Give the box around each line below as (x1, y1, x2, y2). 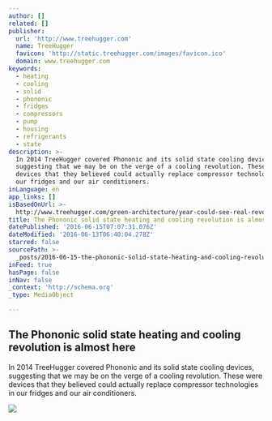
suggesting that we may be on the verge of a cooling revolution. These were (8, 371, 263, 380)
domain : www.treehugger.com (15, 58, 111, 66)
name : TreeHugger (15, 42, 74, 50)
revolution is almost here (8, 341, 136, 354)
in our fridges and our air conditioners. (8, 388, 138, 397)
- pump (15, 118, 38, 126)
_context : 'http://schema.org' (8, 283, 114, 292)
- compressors (15, 110, 63, 118)
